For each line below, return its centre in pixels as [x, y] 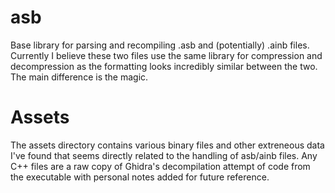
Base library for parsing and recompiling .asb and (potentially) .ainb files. [160, 45]
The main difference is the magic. [79, 77]
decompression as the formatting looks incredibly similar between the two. [164, 66]
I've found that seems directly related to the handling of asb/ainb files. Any [164, 155]
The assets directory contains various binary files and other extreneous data [167, 145]
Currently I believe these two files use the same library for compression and [166, 55]
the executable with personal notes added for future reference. [140, 177]
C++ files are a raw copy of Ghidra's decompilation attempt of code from [160, 166]
